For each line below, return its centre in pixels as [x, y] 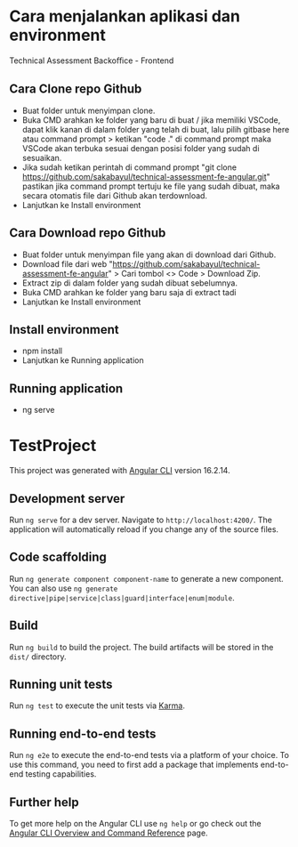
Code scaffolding [58, 557]
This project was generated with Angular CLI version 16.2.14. [120, 471]
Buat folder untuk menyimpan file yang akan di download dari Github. [149, 254]
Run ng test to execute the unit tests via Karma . [97, 706]
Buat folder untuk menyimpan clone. [89, 110]
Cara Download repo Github [88, 233]
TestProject [53, 446]
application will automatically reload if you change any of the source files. [144, 529]
